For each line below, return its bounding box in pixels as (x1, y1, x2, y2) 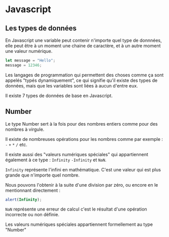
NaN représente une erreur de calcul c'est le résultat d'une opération (5, 206, 147, 212)
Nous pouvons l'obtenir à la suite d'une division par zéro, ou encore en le (5, 182, 158, 188)
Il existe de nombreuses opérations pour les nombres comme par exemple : (5, 136, 163, 142)
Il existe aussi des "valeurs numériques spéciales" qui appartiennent (5, 151, 149, 157)
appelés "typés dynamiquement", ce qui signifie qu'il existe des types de (5, 77, 158, 83)
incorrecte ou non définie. (5, 212, 59, 218)
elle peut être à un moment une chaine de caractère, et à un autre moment (5, 43, 161, 49)
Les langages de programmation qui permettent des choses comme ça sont (5, 72, 164, 78)
